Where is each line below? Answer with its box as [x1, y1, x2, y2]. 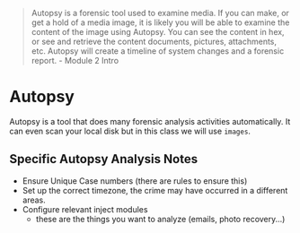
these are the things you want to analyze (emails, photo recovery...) [35, 213, 286, 224]
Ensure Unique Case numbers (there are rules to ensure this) [22, 175, 248, 186]
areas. [22, 194, 47, 205]
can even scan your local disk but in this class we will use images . [9, 125, 251, 136]
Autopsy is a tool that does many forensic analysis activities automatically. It [9, 116, 291, 126]
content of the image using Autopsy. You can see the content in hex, [31, 27, 285, 37]
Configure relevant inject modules [22, 203, 148, 214]
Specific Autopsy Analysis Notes [9, 151, 199, 167]
